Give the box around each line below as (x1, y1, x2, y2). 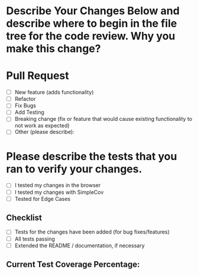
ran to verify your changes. (6, 162, 142, 175)
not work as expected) (14, 122, 70, 129)
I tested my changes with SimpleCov (14, 188, 104, 196)
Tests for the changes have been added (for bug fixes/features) (14, 228, 170, 235)
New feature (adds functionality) (14, 89, 94, 96)
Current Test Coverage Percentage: (6, 260, 140, 270)
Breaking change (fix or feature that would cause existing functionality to (14, 116, 193, 123)
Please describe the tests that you (6, 149, 177, 163)
